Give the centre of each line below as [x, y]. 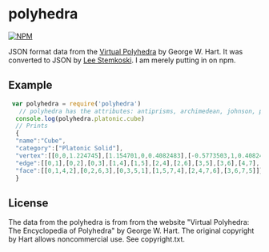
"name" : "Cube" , [41, 141]
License [28, 203]
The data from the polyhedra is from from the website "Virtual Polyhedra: [129, 222]
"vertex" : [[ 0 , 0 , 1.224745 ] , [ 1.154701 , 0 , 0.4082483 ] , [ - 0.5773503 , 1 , [127, 156]
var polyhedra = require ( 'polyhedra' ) [76, 104]
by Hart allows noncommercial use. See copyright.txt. [97, 239]
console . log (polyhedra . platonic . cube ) [80, 118]
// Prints [32, 126]
